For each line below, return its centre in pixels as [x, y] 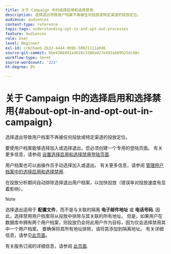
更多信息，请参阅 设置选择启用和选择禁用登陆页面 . [58, 154]
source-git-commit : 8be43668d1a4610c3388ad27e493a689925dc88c [73, 53]
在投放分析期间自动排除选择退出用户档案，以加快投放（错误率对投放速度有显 [85, 182]
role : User [17, 39]
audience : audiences [27, 19]
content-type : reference [32, 24]
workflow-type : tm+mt [28, 57]
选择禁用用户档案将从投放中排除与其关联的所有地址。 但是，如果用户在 [88, 216]
